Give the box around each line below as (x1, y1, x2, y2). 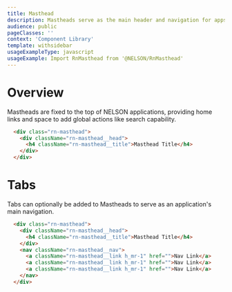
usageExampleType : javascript (7, 49, 95, 56)
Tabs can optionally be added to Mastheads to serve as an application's (7, 200, 212, 208)
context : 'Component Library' (7, 36, 95, 43)
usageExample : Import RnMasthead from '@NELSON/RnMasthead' (7, 55, 184, 62)
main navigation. (7, 208, 55, 215)
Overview (7, 84, 64, 100)
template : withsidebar (7, 42, 72, 49)
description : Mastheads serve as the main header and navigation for (7, 17, 212, 23)
